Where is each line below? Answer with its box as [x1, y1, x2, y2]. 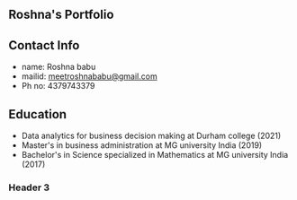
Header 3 [8, 181, 50, 194]
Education [8, 107, 67, 122]
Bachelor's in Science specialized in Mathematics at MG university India [21, 150, 289, 161]
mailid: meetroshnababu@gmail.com [21, 71, 158, 82]
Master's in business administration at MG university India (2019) [21, 140, 263, 151]
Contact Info [8, 38, 80, 53]
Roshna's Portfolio [8, 7, 114, 22]
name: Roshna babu [21, 62, 96, 73]
